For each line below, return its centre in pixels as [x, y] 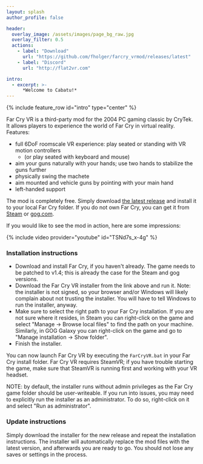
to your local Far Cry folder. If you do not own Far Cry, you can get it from [98, 208]
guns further [31, 170]
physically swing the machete [52, 176]
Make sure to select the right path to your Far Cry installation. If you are [104, 312]
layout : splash [25, 12]
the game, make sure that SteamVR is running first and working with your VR [102, 369]
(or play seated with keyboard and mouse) [77, 157]
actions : [23, 46]
